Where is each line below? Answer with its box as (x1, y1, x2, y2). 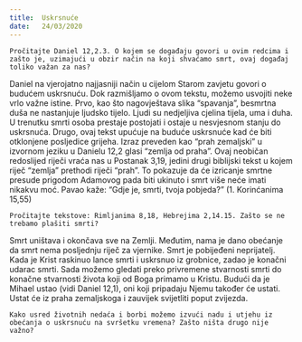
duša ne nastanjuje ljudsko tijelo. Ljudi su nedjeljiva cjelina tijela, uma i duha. (9, 107, 294, 118)
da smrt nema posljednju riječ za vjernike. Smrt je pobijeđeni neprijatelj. (9, 244, 276, 255)
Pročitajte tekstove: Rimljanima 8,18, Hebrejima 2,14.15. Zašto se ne (9, 211, 285, 220)
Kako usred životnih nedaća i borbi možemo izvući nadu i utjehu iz (9, 309, 273, 319)
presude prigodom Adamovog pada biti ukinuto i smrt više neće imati (9, 174, 267, 185)
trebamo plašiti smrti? (9, 219, 99, 228)
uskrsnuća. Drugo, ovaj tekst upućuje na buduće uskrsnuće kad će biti (9, 126, 272, 137)
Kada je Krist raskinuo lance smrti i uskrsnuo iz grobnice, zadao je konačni (9, 254, 287, 265)
